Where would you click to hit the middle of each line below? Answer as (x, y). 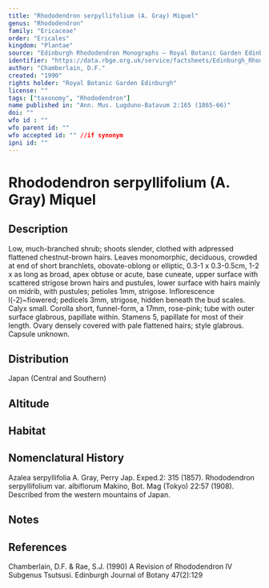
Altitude (29, 404)
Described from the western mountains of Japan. (89, 494)
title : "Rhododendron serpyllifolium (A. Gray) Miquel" (103, 16)
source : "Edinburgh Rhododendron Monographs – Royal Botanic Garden (125, 53)
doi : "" (21, 113)
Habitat (27, 431)
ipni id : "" (28, 143)
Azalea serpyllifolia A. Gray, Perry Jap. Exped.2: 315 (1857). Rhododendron (131, 477)
